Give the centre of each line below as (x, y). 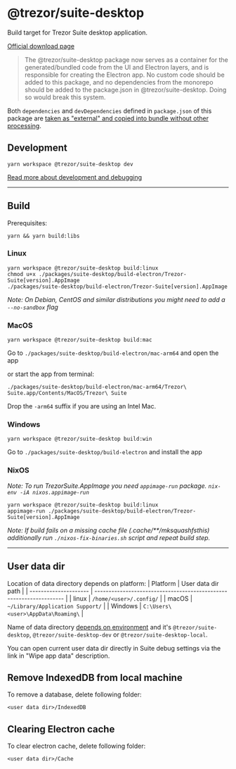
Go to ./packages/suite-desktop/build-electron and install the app (105, 452)
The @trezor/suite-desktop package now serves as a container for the (126, 60)
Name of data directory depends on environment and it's (90, 627)
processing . (25, 125)
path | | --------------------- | (50, 591)
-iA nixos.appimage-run (55, 492)
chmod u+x (22, 274)
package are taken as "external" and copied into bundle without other (108, 118)
